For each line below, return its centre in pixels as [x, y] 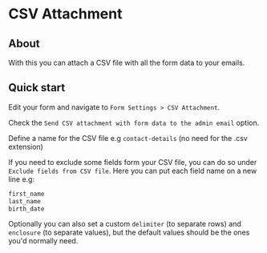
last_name [25, 201]
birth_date [26, 209]
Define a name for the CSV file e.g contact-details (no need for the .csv [128, 138]
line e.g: [21, 179]
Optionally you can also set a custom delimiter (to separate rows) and [125, 224]
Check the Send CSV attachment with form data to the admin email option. [134, 122]
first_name [26, 194]
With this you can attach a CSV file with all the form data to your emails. [127, 62]
